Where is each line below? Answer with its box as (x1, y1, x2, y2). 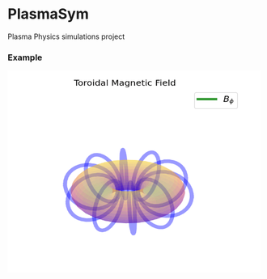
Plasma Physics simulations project (7, 32, 125, 41)
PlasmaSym (7, 5, 90, 23)
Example (7, 52, 43, 63)
